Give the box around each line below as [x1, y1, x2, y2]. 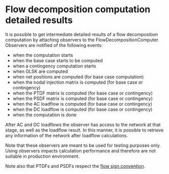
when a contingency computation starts [12, 63, 96, 69]
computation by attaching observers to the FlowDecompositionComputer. [5, 37, 159, 43]
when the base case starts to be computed [12, 57, 103, 63]
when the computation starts [12, 52, 73, 58]
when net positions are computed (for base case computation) [12, 73, 144, 80]
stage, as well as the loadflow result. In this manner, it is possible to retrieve [5, 127, 164, 133]
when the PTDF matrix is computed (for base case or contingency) [12, 90, 153, 96]
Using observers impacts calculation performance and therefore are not [5, 147, 156, 154]
